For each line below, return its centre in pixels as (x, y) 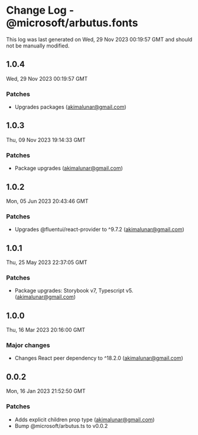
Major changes (28, 345)
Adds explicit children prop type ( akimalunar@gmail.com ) (85, 420)
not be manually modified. (38, 46)
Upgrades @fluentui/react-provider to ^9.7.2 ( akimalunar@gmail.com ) (99, 230)
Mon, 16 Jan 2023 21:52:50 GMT (46, 391)
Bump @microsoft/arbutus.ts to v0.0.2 (61, 426)
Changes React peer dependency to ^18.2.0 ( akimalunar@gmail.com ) (99, 358)
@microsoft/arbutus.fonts (72, 23)
